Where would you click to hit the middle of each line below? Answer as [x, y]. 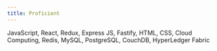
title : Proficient [33, 13]
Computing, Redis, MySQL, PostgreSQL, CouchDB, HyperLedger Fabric [108, 40]
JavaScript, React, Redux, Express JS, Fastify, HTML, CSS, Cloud [100, 33]
